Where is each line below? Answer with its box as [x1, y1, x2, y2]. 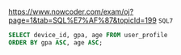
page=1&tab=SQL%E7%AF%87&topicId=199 [8, 15, 158, 25]
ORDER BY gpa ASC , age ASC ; [8, 38, 103, 47]
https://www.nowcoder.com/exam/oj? [8, 7, 134, 16]
